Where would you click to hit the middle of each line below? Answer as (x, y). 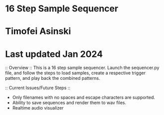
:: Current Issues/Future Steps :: (38, 88)
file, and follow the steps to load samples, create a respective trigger (75, 73)
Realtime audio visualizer (38, 108)
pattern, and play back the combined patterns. (53, 78)
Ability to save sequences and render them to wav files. (69, 103)
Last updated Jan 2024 (54, 54)
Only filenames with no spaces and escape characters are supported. (83, 98)
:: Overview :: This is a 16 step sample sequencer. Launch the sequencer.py (82, 68)
